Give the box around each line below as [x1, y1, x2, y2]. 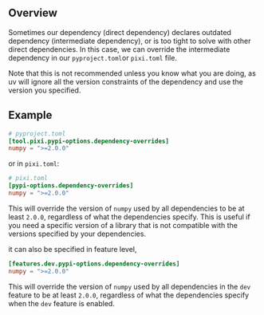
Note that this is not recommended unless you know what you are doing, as [8, 68, 257, 78]
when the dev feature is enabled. [8, 298, 116, 308]
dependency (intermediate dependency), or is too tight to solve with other [8, 36, 251, 45]
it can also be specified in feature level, [8, 244, 137, 254]
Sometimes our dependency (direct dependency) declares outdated [8, 27, 231, 37]
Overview [8, 6, 58, 20]
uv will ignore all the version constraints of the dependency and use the [8, 77, 243, 86]
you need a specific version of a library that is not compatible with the [8, 220, 238, 230]
